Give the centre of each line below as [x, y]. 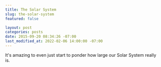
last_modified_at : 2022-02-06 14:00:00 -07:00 [54, 41]
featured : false [22, 19]
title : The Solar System [31, 10]
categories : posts [24, 32]
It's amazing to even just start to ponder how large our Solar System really [81, 55]
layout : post [19, 27]
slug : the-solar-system [30, 14]
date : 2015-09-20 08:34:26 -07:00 [41, 37]
